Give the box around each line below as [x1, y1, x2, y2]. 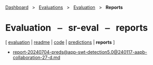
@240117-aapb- [113, 49, 147, 55]
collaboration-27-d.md [12, 54, 60, 60]
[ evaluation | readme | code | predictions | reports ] [5, 39, 115, 45]
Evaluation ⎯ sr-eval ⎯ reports [5, 22, 148, 34]
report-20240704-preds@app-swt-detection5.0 [12, 49, 114, 55]
